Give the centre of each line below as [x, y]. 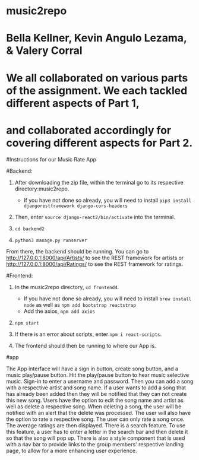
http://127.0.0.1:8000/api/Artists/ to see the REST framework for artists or [95, 258]
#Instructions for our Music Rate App [51, 159]
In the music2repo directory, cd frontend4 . [67, 287]
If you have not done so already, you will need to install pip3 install [108, 200]
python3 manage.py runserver [51, 240]
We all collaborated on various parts [97, 78]
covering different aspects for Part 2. [99, 143]
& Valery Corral [44, 51]
